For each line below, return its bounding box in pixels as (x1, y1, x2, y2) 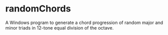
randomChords (5, 3, 71, 14)
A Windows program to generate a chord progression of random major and (5, 19, 163, 25)
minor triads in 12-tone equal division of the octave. (5, 24, 114, 30)
